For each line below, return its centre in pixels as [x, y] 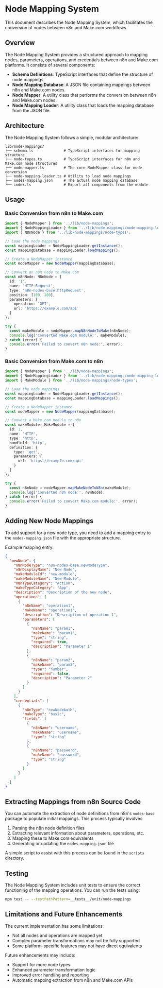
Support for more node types [41, 964]
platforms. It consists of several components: [50, 65]
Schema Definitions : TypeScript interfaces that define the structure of [82, 74]
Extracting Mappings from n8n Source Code [73, 802]
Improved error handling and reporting [50, 975]
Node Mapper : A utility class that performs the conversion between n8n [84, 95]
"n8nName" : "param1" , [53, 628]
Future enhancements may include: [40, 955]
